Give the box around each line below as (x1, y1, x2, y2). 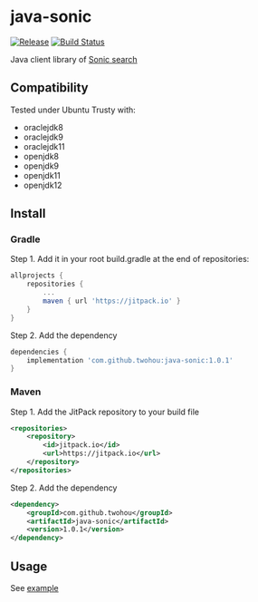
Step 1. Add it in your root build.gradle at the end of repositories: (10, 254, 250, 265)
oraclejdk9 (23, 131, 64, 142)
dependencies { (10, 347, 68, 356)
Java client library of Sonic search (10, 53, 139, 64)
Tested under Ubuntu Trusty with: (10, 104, 137, 115)
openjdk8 (23, 150, 60, 161)
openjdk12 (23, 180, 62, 190)
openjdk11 (23, 170, 62, 180)
